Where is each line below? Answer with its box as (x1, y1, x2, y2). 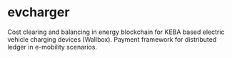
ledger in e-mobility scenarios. (7, 42, 98, 51)
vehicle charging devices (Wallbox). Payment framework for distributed (7, 35, 217, 43)
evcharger (7, 4, 70, 21)
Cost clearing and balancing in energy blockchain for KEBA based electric (7, 28, 225, 36)
